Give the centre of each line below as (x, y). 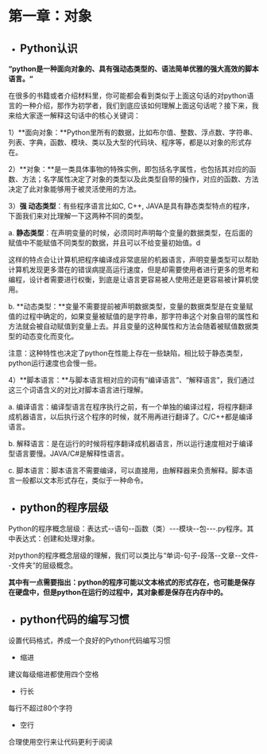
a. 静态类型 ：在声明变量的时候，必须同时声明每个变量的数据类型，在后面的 (130, 233)
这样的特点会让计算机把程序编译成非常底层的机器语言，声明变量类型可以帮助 (133, 260)
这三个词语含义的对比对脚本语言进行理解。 (78, 390)
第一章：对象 (50, 16)
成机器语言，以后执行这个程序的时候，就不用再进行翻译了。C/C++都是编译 (131, 417)
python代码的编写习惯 (74, 620)
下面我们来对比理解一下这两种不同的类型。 (78, 216)
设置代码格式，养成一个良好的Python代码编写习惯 (89, 640)
